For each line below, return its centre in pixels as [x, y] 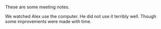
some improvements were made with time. [48, 22]
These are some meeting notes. [38, 7]
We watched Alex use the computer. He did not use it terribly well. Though [81, 16]
